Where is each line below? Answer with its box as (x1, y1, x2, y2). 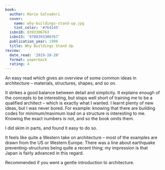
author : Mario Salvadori (9, 12, 60, 17)
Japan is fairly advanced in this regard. (5, 150, 84, 156)
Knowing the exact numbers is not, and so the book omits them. (5, 116, 134, 122)
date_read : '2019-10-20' (9, 52, 60, 58)
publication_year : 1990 (9, 39, 58, 44)
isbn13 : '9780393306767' (9, 35, 60, 40)
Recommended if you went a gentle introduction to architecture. (5, 160, 135, 166)
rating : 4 (9, 62, 29, 66)
